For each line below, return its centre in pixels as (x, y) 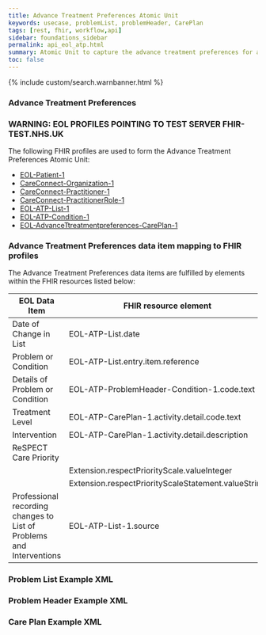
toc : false (26, 60)
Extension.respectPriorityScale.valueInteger (150, 470)
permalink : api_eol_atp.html (56, 45)
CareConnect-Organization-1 (67, 184)
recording (30, 506)
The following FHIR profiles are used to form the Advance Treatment (120, 151)
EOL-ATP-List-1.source (114, 526)
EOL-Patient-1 (42, 175)
